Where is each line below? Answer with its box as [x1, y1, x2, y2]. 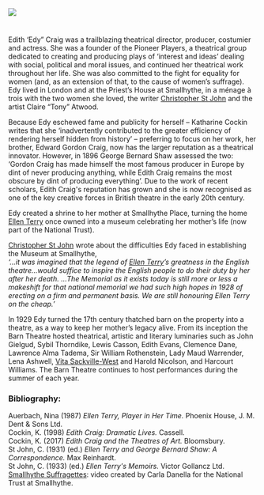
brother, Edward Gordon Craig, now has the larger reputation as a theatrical [8, 142, 254, 153]
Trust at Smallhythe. [8, 478, 74, 488]
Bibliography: [8, 393, 62, 404]
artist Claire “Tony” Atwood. [8, 102, 99, 111]
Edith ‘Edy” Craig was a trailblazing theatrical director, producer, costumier [8, 35, 251, 44]
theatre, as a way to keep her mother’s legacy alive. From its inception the [8, 323, 248, 333]
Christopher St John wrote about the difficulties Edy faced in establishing [8, 240, 247, 250]
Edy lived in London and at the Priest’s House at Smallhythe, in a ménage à [8, 85, 251, 95]
